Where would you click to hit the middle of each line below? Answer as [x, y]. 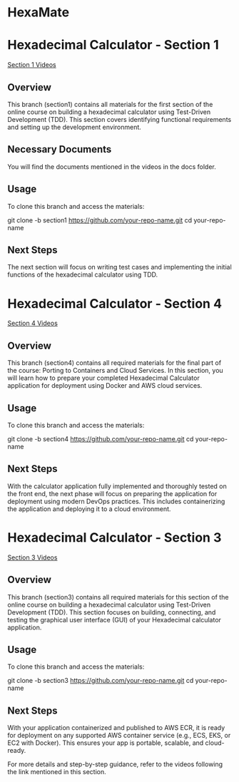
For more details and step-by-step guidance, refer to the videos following [115, 764]
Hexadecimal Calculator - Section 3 [115, 537]
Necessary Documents [60, 149]
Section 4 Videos [33, 323]
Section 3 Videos [32, 557]
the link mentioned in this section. [57, 772]
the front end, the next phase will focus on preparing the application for [112, 493]
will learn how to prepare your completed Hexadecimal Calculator [103, 378]
